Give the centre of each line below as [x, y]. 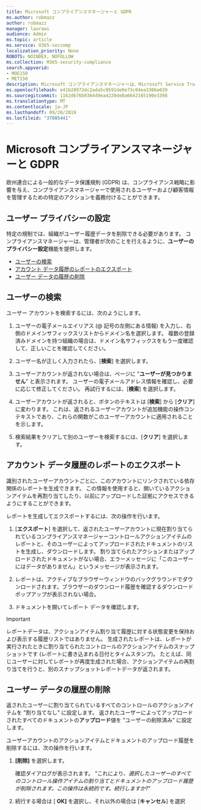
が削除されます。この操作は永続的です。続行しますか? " [83, 788]
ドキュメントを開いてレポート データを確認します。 [78, 607]
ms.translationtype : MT [36, 101]
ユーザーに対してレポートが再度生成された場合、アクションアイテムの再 [100, 661]
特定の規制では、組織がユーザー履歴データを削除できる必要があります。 [95, 234]
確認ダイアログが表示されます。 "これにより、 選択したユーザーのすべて [103, 773]
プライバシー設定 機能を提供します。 [51, 249]
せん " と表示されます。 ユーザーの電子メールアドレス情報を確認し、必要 [104, 381]
